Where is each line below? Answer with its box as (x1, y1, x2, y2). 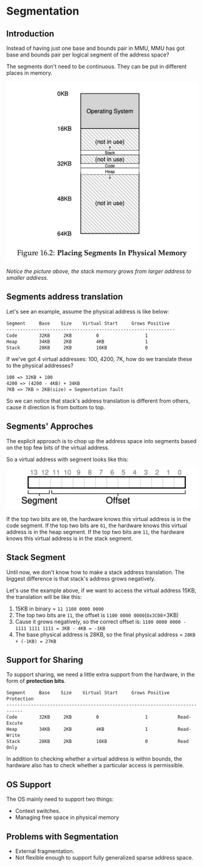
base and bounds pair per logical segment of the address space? (6, 51, 170, 58)
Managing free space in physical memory (15, 813, 120, 821)
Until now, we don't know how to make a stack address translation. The (6, 568, 185, 576)
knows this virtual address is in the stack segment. (6, 534, 133, 542)
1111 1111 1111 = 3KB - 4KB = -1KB (15, 625, 106, 632)
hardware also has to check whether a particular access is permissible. (6, 762, 184, 769)
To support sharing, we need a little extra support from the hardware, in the (6, 671, 195, 679)
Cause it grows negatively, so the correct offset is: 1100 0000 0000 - (15, 618, 187, 625)
